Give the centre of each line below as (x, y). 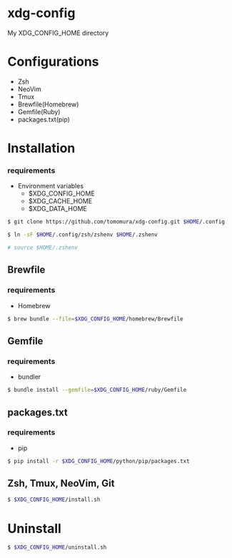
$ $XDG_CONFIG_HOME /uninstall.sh (57, 547)
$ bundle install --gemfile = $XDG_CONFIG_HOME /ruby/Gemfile (97, 390)
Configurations (53, 62)
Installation (41, 148)
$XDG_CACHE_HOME (60, 201)
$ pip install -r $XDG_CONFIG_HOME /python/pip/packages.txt (99, 461)
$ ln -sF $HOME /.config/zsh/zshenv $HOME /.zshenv (83, 235)
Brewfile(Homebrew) (48, 104)
